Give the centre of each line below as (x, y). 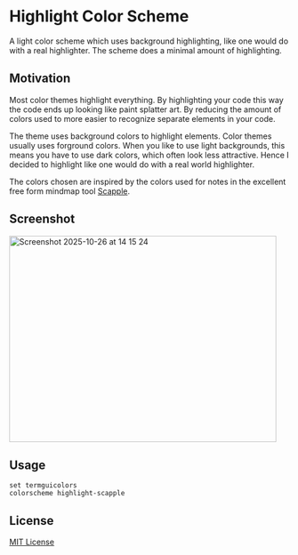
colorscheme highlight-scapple (67, 494)
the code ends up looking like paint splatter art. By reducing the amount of (145, 109)
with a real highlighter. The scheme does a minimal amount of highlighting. (145, 50)
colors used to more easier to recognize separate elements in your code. (142, 118)
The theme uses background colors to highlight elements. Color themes (141, 136)
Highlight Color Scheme (99, 16)
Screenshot (42, 219)
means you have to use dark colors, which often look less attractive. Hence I (149, 155)
